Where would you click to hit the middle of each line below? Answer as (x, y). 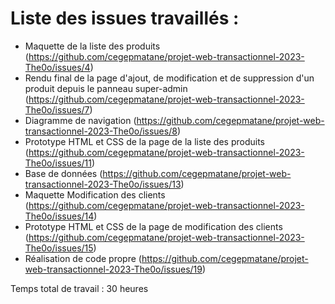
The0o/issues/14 (59, 216)
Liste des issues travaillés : (125, 18)
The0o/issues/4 (57, 67)
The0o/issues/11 (58, 163)
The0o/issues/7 (57, 109)
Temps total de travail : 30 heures (79, 288)
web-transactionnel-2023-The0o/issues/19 (113, 269)
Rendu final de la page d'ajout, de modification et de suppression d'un (169, 78)
